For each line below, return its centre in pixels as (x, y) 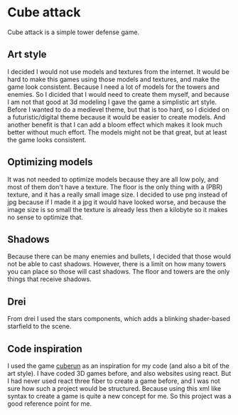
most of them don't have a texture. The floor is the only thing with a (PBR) (115, 187)
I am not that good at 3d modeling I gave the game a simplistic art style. (112, 102)
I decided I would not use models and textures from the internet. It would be (118, 71)
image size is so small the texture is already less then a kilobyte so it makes (118, 209)
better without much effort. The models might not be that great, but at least (117, 132)
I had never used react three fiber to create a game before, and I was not (114, 381)
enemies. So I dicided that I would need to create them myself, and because (118, 94)
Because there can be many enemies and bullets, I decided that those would (119, 256)
